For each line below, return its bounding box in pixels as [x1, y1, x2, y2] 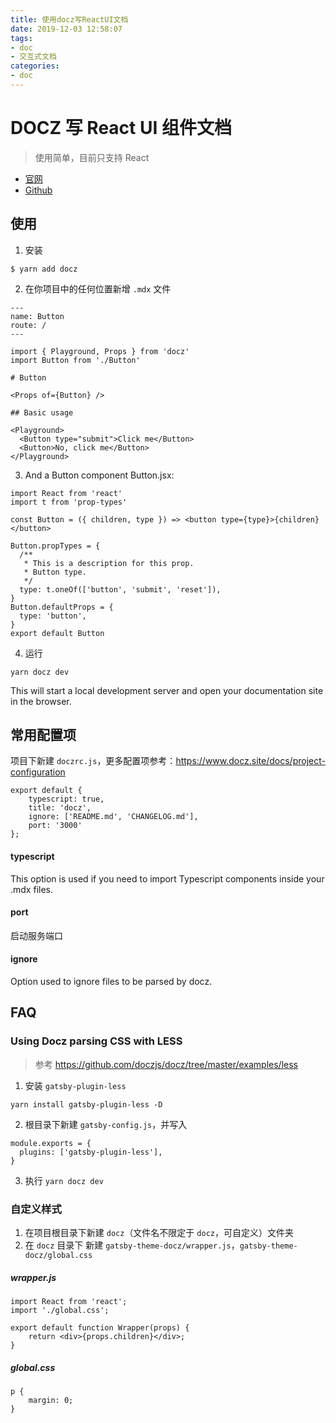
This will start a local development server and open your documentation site [10, 684, 324, 696]
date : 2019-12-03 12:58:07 [10, 24, 123, 34]
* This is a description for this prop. [23, 558, 195, 568]
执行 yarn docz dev [24, 1174, 104, 1186]
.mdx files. [10, 883, 53, 895]
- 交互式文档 [10, 52, 57, 62]
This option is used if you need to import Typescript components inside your [10, 872, 325, 885]
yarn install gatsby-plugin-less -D [10, 1099, 163, 1110]
